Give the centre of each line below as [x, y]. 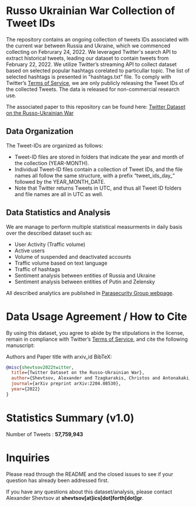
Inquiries [28, 458]
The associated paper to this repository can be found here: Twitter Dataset [96, 107]
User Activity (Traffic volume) [50, 244]
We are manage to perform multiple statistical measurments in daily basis [94, 227]
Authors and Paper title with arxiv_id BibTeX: [59, 357]
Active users [29, 251]
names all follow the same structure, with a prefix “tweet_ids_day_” [94, 175]
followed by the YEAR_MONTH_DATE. [60, 181]
